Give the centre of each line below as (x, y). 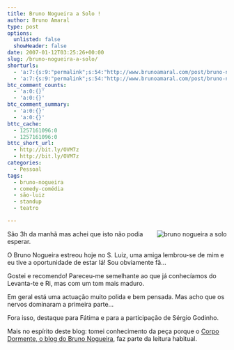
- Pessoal (28, 169)
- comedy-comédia (39, 189)
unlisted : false (37, 40)
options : (20, 33)
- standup (28, 202)
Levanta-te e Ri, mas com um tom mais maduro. (76, 283)
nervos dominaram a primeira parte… (61, 304)
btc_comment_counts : (37, 85)
